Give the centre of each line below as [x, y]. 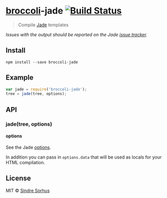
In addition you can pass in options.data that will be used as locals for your [84, 157]
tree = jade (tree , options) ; [36, 94]
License [18, 179]
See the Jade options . [28, 147]
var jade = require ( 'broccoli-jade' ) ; [46, 89]
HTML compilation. [25, 162]
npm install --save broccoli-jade [42, 62]
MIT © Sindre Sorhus [28, 190]
